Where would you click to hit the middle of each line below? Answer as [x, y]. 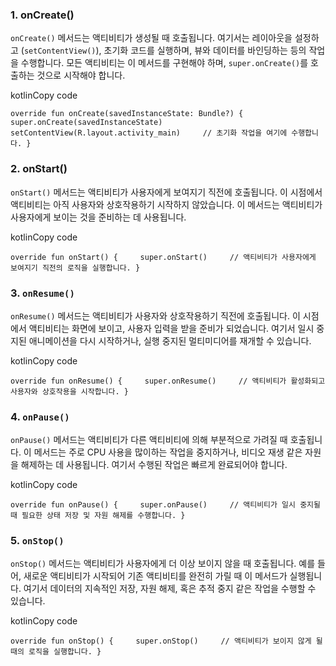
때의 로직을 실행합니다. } [56, 652]
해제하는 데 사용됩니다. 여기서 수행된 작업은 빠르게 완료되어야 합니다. [154, 465]
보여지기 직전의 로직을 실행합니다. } [75, 268]
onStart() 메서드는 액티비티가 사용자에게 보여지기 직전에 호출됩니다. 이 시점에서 [166, 192]
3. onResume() [42, 293]
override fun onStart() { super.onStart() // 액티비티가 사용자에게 [163, 257]
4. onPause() [40, 416]
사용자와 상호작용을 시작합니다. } [69, 391]
